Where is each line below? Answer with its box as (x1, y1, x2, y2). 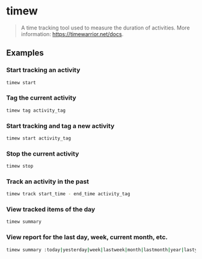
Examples (6, 48, 44, 58)
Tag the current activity (6, 94, 76, 102)
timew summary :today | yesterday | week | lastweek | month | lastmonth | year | (6, 246, 185, 253)
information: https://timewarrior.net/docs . (20, 30, 124, 37)
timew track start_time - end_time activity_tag (6, 191, 130, 197)
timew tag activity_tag (6, 107, 66, 114)
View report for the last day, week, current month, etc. (6, 233, 168, 242)
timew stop (6, 163, 34, 169)
